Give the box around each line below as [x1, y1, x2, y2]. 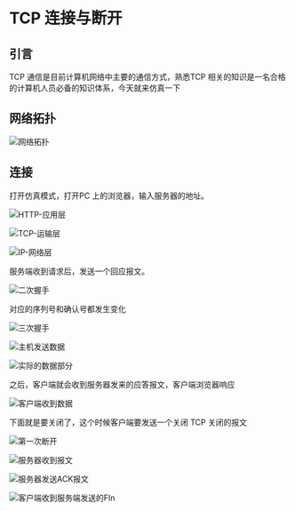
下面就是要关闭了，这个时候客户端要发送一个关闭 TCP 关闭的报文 [9, 417, 247, 427]
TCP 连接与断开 [9, 8, 123, 28]
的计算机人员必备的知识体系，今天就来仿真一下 [9, 83, 180, 93]
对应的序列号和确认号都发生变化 [9, 303, 126, 314]
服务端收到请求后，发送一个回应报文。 [9, 266, 149, 276]
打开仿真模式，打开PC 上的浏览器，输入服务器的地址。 [9, 190, 210, 201]
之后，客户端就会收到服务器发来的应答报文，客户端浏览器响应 [9, 379, 235, 389]
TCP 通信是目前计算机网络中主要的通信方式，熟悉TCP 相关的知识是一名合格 [9, 72, 286, 82]
